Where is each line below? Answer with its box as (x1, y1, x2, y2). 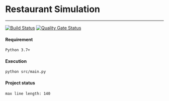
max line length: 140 (5, 91, 51, 96)
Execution (5, 58, 27, 64)
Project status (5, 79, 35, 86)
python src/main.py (5, 69, 46, 74)
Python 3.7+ (5, 48, 30, 53)
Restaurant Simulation (5, 4, 101, 15)
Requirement (5, 36, 33, 42)
